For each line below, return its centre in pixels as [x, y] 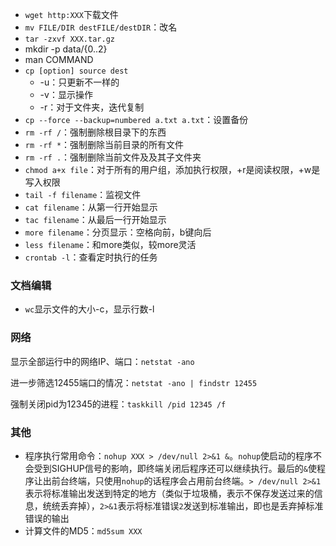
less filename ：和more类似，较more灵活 [110, 244]
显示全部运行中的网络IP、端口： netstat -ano [102, 361]
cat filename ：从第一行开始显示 [91, 207]
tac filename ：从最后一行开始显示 [95, 219]
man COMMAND [59, 59]
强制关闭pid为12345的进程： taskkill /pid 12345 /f [118, 404]
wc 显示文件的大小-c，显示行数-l [89, 309]
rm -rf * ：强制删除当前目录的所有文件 [104, 144]
